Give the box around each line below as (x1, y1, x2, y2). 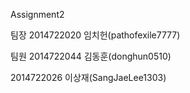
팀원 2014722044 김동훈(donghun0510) (10, 50, 172, 62)
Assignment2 (10, 9, 65, 20)
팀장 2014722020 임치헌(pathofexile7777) (10, 29, 181, 41)
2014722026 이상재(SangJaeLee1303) (10, 72, 167, 83)
